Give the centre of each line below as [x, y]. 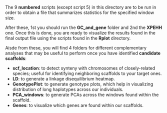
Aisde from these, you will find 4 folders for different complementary [76, 48]
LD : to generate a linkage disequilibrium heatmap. [63, 79]
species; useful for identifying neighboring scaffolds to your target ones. [87, 73]
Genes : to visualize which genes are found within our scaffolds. [78, 105]
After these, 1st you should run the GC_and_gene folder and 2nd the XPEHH [84, 27]
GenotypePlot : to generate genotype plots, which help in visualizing [83, 84]
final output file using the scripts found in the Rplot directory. [68, 38]
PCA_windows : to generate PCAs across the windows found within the [85, 95]
